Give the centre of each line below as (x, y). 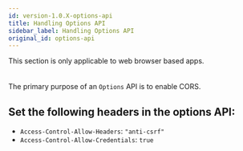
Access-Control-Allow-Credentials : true (87, 140)
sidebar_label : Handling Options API (71, 31)
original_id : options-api (51, 38)
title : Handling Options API (57, 23)
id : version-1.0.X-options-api (61, 16)
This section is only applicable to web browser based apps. (106, 61)
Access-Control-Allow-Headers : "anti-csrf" (92, 131)
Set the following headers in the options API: (122, 112)
